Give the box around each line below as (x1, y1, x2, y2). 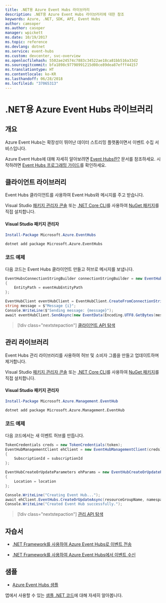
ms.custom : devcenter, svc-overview (5, 53, 81, 58)
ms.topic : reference (5, 40, 48, 45)
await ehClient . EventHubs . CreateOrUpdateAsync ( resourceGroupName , (5, 497, 145, 502)
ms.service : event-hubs (5, 49, 54, 54)
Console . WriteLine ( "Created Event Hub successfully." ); (5, 501, 123, 507)
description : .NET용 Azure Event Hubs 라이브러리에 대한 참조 (5, 12, 124, 17)
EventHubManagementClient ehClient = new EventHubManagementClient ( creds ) (5, 447, 163, 452)
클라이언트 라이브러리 (5, 178, 67, 186)
